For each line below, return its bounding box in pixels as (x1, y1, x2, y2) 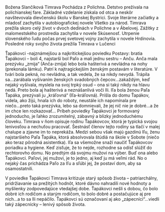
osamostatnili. (5, 166, 33, 172)
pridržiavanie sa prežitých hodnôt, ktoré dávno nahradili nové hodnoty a (5, 180, 151, 186)
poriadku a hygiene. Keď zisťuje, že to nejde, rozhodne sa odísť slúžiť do (5, 145, 152, 150)
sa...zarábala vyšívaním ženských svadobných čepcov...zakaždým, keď (5, 76, 150, 82)
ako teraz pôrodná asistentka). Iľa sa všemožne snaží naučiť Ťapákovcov (5, 140, 153, 145)
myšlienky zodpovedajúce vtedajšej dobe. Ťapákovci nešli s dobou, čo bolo (5, 186, 159, 191)
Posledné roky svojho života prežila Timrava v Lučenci (5, 41, 116, 46)
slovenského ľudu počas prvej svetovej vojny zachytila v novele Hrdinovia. (5, 35, 156, 41)
